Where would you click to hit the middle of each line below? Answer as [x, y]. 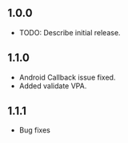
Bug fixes [35, 130]
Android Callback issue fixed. [67, 77]
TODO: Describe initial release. [70, 32]
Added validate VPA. [53, 86]
